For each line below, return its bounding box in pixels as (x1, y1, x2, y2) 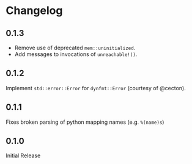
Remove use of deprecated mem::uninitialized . (14, 44, 136, 51)
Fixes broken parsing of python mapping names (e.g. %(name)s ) (6, 118, 164, 126)
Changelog (6, 4, 63, 18)
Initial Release (6, 152, 41, 159)
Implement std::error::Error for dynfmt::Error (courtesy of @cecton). (6, 84, 186, 91)
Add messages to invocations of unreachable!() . (14, 51, 138, 58)
